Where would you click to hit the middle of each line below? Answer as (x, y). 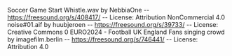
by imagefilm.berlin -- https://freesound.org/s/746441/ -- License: (103, 39)
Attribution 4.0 (28, 47)
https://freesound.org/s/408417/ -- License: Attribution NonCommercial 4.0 (116, 17)
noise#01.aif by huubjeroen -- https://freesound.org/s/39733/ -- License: (113, 25)
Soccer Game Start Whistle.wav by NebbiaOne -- (79, 10)
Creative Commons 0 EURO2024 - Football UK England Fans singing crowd (116, 32)
